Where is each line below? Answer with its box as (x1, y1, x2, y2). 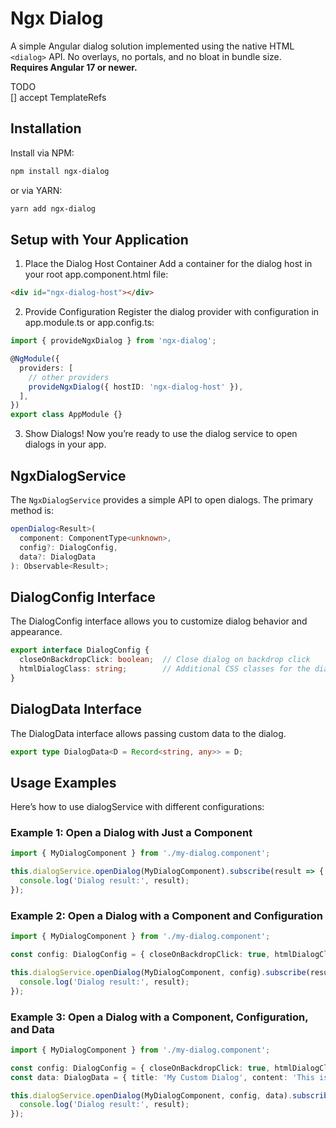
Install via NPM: (10, 147, 75, 159)
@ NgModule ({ (10, 354, 60, 364)
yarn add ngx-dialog (10, 203, 97, 214)
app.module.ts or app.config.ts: (24, 317, 155, 329)
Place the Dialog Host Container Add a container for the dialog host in (24, 258, 313, 270)
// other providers (28, 372, 110, 382)
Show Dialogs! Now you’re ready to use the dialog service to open (24, 428, 298, 440)
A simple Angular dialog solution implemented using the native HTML (10, 40, 295, 52)
